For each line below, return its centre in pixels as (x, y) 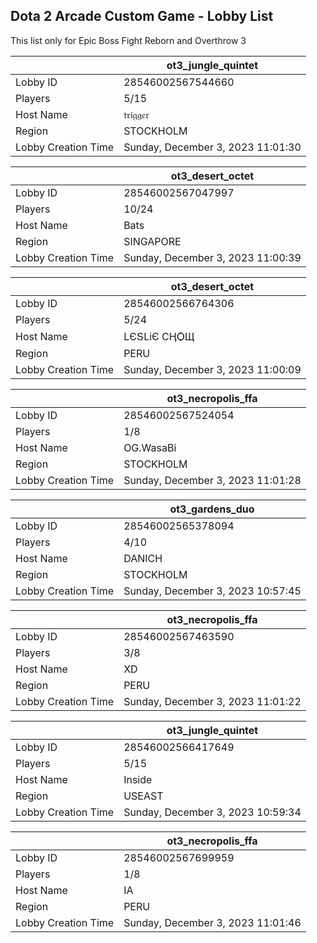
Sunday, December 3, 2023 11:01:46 (212, 922)
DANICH (143, 558)
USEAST (143, 796)
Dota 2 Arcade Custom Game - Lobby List (142, 16)
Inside (138, 779)
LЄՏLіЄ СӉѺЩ (159, 336)
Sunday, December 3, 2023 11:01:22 (212, 701)
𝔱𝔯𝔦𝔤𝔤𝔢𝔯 (136, 114)
